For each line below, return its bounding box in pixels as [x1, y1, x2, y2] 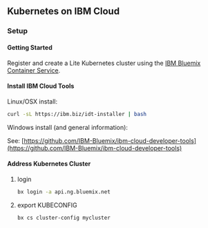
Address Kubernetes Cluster [7, 160, 91, 168]
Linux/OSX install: [7, 97, 57, 106]
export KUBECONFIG [17, 200, 77, 209]
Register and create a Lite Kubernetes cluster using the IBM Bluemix [7, 59, 201, 67]
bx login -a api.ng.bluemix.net [17, 188, 111, 196]
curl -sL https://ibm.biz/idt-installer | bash [7, 111, 147, 117]
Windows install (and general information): [7, 123, 128, 131]
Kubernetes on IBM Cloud [7, 6, 120, 17]
